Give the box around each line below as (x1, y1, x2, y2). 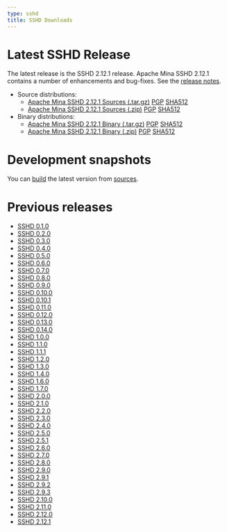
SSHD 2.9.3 (17, 488, 51, 497)
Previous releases (7, 199, 113, 215)
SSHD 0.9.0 (17, 281, 51, 289)
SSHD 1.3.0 (17, 362, 50, 371)
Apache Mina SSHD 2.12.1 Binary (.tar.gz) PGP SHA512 (27, 120, 183, 129)
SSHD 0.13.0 (17, 318, 53, 327)
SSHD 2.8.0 (17, 458, 51, 467)
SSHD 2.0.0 (17, 392, 51, 401)
